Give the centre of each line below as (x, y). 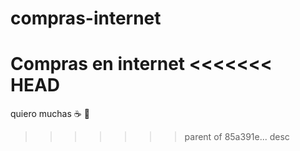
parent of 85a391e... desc (237, 137)
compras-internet (86, 18)
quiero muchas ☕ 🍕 (50, 114)
